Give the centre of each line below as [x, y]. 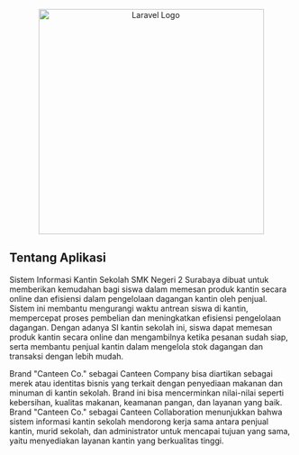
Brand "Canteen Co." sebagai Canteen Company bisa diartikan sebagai [141, 373]
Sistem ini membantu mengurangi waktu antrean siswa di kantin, [129, 308]
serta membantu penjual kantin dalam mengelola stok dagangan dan [136, 346]
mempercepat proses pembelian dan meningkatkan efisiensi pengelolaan [145, 318]
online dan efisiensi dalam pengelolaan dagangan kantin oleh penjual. [138, 298]
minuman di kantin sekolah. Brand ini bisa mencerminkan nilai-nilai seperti [147, 393]
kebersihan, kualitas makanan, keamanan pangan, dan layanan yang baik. [146, 402]
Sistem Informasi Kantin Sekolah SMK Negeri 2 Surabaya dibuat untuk [139, 279]
